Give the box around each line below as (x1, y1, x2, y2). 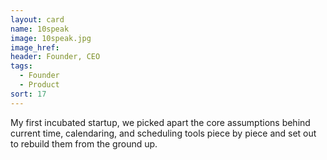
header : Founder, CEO (10, 52, 101, 62)
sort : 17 (10, 89, 47, 99)
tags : (10, 61, 33, 71)
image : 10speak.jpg (10, 33, 92, 43)
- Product (19, 80, 60, 90)
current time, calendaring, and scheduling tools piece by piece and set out (10, 127, 317, 139)
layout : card (10, 14, 65, 25)
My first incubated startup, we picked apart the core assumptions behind (10, 116, 311, 128)
